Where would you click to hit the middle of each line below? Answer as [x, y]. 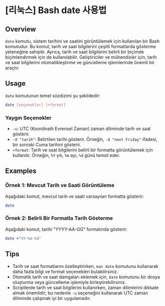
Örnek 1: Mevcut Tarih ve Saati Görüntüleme [60, 185]
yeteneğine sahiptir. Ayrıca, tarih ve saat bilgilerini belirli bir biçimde [74, 52]
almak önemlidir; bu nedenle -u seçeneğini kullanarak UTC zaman [80, 293]
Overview [21, 29]
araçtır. [12, 68]
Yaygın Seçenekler [28, 117]
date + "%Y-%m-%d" [23, 238]
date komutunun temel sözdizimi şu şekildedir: [53, 95]
